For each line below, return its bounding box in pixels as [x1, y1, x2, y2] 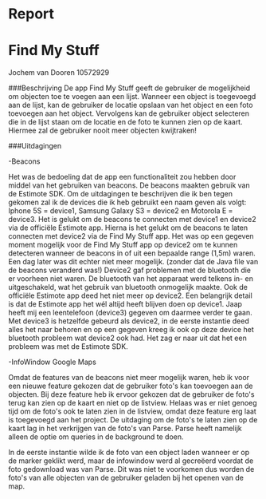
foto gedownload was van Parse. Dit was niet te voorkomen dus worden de [8, 465, 255, 474]
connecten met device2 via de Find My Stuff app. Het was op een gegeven [8, 232, 254, 241]
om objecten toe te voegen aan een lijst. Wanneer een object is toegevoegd [8, 92, 256, 101]
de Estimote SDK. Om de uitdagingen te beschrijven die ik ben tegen [8, 189, 233, 199]
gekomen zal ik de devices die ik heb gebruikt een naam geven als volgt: [8, 197, 247, 208]
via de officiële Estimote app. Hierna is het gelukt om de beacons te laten [8, 223, 248, 232]
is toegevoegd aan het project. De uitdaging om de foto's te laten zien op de [8, 415, 258, 425]
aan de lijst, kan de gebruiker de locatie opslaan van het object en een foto [8, 101, 253, 110]
